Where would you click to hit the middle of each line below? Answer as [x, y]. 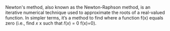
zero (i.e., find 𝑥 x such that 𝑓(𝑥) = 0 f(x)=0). [51, 23]
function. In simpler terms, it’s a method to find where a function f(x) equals [84, 18]
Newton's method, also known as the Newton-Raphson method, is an [78, 7]
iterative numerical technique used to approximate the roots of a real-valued [85, 12]
